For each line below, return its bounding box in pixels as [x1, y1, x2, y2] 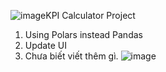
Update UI [24, 40, 67, 51]
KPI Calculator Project [45, 10, 136, 21]
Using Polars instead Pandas [24, 29, 143, 40]
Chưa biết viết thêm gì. [24, 50, 119, 62]
